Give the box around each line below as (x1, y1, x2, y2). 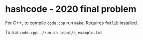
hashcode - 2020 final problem (5, 3, 137, 15)
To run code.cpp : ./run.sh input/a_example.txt (5, 29, 103, 35)
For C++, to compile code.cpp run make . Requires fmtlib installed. (5, 20, 139, 26)
